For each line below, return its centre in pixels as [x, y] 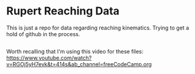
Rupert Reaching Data [63, 11]
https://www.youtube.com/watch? [49, 58]
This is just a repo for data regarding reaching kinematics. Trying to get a [98, 28]
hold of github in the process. [43, 34]
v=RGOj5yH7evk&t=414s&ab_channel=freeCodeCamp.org [79, 64]
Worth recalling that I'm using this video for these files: [75, 52]
